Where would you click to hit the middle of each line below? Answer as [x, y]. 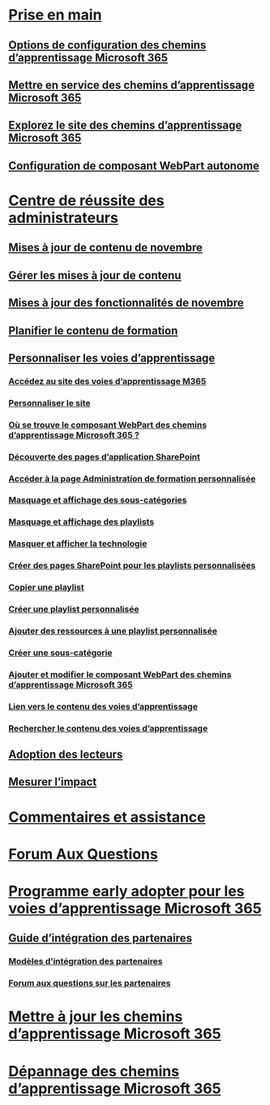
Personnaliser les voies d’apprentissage [112, 358]
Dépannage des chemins [94, 1071]
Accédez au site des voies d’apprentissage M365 [107, 381]
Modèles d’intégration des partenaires [86, 961]
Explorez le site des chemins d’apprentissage [125, 125]
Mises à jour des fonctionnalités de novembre [126, 303]
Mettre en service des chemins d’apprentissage [132, 85]
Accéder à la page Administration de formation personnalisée [132, 478]
